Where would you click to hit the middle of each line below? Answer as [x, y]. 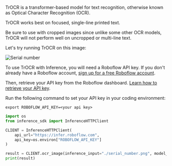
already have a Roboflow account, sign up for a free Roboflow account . [80, 73]
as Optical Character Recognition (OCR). [48, 13]
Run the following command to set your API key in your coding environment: [85, 98]
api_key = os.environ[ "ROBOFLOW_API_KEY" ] [58, 140]
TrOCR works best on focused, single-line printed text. [63, 23]
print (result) [20, 158]
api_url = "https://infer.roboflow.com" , [57, 135]
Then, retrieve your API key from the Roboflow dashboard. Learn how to [81, 83]
